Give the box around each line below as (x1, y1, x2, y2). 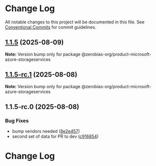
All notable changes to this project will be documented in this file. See (5, 19, 145, 25)
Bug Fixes (5, 117, 29, 124)
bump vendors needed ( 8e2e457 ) (12, 129, 80, 134)
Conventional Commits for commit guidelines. (5, 24, 96, 30)
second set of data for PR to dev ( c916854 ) (12, 133, 99, 139)
